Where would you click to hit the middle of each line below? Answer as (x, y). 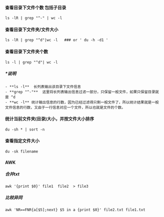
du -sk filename (22, 152)
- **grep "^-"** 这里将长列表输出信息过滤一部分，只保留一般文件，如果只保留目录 (80, 92)
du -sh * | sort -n (25, 130)
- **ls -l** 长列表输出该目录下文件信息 (43, 87)
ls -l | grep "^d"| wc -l (31, 62)
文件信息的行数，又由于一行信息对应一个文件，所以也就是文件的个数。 (65, 108)
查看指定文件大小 (22, 141)
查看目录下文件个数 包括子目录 (36, 7)
